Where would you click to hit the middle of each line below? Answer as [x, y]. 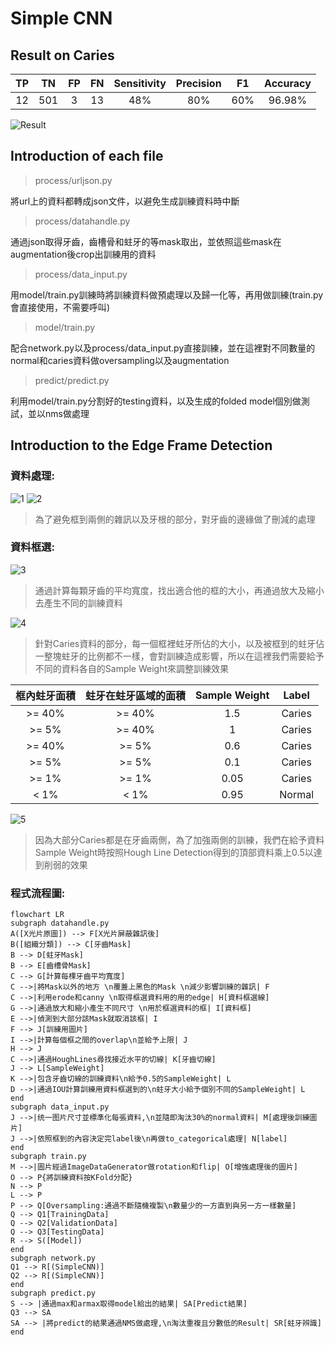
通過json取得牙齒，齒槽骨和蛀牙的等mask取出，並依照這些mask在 [146, 241]
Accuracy [288, 83]
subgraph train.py [48, 1157]
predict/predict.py [72, 380]
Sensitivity [140, 83]
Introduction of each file [87, 156]
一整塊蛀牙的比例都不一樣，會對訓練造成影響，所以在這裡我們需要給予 [179, 656]
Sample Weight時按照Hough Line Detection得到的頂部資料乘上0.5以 [174, 852]
